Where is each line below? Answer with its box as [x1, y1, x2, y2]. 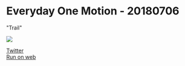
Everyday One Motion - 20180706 [6, 4, 180, 18]
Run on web [6, 53, 36, 61]
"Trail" [6, 24, 22, 31]
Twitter [6, 47, 24, 54]
